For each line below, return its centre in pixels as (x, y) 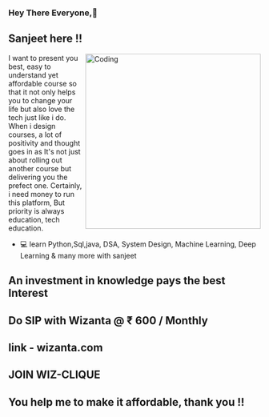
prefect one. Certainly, (45, 185)
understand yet (33, 74)
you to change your (40, 100)
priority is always (36, 211)
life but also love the (42, 109)
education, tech (34, 219)
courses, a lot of (35, 134)
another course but (40, 168)
